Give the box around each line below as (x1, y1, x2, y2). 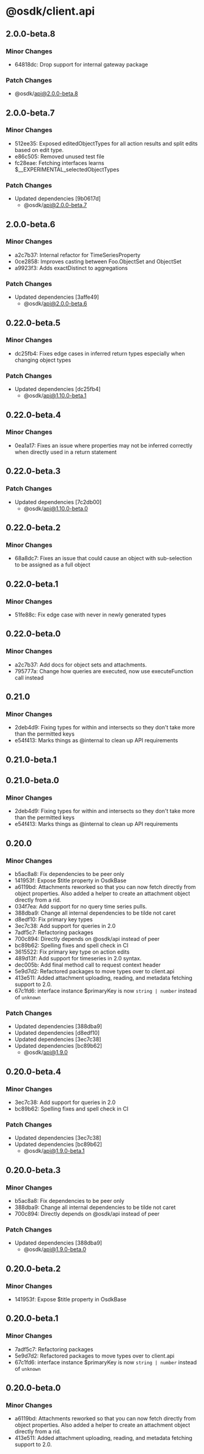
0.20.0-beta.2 (5, 1263, 61, 1274)
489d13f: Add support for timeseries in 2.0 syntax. (14, 955, 142, 962)
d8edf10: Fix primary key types (14, 916, 93, 923)
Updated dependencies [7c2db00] (14, 498, 102, 505)
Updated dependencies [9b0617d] (14, 195, 101, 202)
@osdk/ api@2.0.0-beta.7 (23, 202, 87, 209)
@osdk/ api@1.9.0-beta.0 (23, 1246, 87, 1253)
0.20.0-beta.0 (5, 1383, 62, 1394)
